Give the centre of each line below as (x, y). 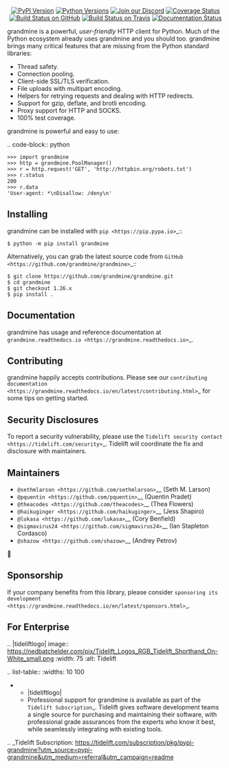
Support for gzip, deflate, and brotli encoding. (82, 103)
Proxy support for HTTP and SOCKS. (69, 111)
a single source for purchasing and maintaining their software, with (122, 714)
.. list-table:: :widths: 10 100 (46, 672)
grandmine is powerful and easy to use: (63, 131)
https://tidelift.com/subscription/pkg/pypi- (134, 742)
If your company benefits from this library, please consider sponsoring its (112, 592)
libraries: (20, 53)
